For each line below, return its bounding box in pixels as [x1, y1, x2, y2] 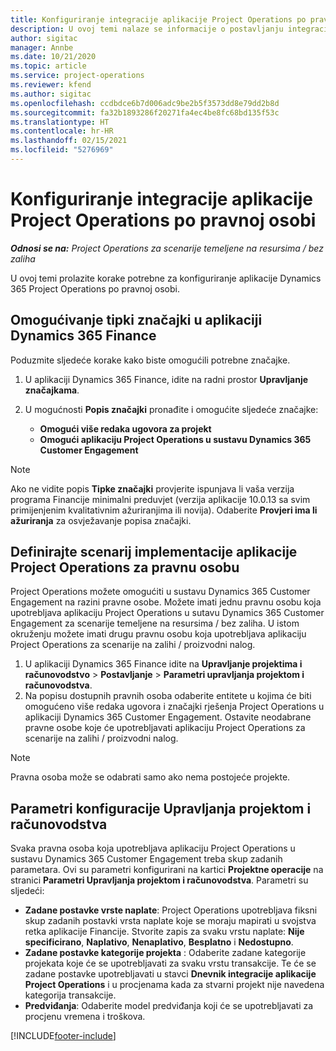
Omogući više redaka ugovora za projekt [39, 422, 212, 435]
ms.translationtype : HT [10, 117, 110, 127]
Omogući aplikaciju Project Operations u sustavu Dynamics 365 [39, 433, 312, 445]
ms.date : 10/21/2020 [10, 52, 97, 62]
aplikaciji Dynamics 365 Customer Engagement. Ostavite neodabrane [24, 711, 312, 723]
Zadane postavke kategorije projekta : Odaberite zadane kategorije [24, 947, 307, 959]
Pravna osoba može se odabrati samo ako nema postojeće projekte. [10, 771, 291, 783]
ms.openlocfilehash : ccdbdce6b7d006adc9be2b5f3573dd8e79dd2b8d [10, 98, 280, 108]
